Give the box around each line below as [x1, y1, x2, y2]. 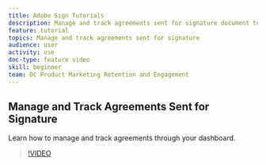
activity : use [8, 48, 55, 56]
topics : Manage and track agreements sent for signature [8, 33, 200, 42]
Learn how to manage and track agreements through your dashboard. [8, 133, 236, 143]
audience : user [8, 41, 59, 49]
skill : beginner [8, 63, 62, 71]
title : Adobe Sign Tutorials [8, 11, 104, 20]
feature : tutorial [8, 26, 69, 34]
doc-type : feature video [8, 56, 90, 64]
